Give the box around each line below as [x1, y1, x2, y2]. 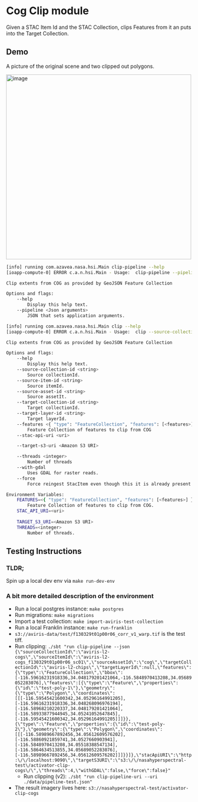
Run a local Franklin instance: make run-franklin [14, 624, 133, 631]
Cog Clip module [6, 4, 90, 18]
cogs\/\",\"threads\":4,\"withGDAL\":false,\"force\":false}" [14, 768, 171, 774]
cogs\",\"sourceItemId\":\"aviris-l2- [14, 654, 110, 661]
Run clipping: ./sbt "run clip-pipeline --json [14, 643, 130, 650]
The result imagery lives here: [14, 784, 87, 791]
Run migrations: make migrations [14, 612, 94, 619]
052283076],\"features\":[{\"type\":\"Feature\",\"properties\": [14, 680, 179, 686]
